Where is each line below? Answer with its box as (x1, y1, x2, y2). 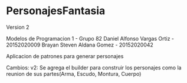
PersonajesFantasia (6, 4, 106, 18)
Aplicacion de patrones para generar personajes (6, 52, 124, 59)
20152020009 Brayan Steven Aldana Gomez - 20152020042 (6, 41, 153, 48)
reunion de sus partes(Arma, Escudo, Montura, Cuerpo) (6, 70, 142, 77)
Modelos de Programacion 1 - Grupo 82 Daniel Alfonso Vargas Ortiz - (6, 35, 175, 42)
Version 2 (6, 24, 29, 31)
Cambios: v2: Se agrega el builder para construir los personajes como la (6, 64, 182, 71)
